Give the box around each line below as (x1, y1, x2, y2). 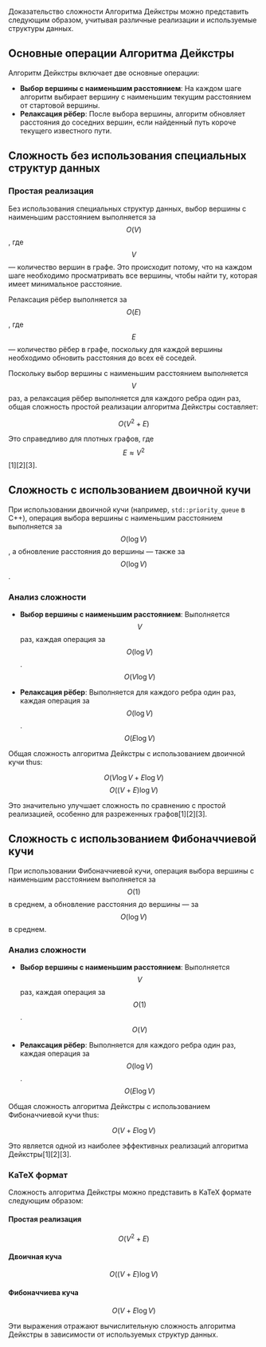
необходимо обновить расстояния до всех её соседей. (8, 353, 197, 363)
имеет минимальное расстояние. (8, 279, 123, 288)
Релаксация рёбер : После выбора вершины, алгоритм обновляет (19, 109, 245, 118)
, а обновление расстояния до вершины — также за (8, 546, 186, 556)
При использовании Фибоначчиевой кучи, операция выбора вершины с (8, 866, 255, 875)
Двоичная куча (8, 1251, 62, 1261)
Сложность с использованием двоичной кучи (8, 483, 251, 497)
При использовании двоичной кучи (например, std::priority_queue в (8, 505, 245, 514)
